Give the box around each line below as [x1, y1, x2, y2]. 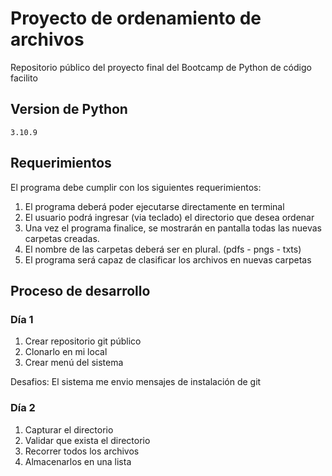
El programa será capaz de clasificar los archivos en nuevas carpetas [24, 253, 312, 266]
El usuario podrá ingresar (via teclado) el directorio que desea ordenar [24, 211, 315, 223]
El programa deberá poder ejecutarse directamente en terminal [24, 200, 285, 212]
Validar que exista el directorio [24, 434, 151, 446]
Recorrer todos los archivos [24, 445, 140, 457]
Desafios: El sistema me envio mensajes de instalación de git [10, 376, 262, 388]
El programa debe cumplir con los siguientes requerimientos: [10, 181, 262, 193]
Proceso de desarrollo [10, 282, 151, 299]
